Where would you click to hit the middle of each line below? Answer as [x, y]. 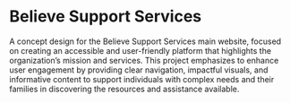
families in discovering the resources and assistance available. [124, 89]
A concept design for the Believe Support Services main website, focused [145, 41]
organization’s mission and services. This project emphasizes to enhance [144, 60]
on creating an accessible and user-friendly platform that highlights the [140, 50]
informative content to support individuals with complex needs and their [142, 79]
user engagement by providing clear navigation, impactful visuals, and [139, 70]
